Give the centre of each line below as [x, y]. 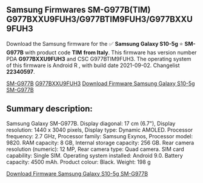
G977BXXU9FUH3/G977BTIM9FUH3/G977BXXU [99, 20]
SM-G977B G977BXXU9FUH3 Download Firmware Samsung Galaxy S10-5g [101, 83]
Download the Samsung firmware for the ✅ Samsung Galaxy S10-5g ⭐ [95, 43]
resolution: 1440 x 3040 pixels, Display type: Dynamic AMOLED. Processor [100, 130]
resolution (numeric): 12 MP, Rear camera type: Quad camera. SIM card [95, 149]
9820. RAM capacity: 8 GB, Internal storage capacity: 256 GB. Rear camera [100, 143]
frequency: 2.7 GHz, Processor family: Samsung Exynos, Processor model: [99, 136]
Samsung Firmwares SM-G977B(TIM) [78, 10]
